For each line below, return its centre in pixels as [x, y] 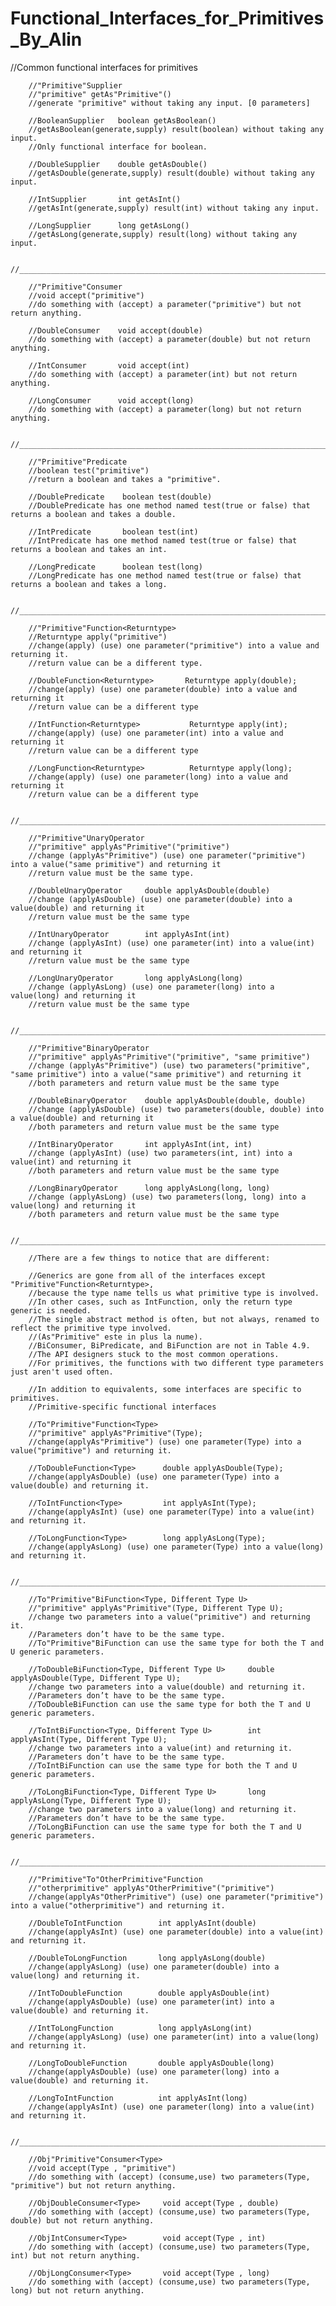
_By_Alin [46, 39]
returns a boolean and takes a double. [93, 514]
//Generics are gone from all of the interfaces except [147, 1275]
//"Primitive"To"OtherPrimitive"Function [115, 1879]
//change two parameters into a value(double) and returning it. [167, 1687]
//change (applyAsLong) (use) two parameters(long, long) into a [167, 1197]
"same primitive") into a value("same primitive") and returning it [156, 1074]
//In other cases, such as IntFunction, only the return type [160, 1302]
